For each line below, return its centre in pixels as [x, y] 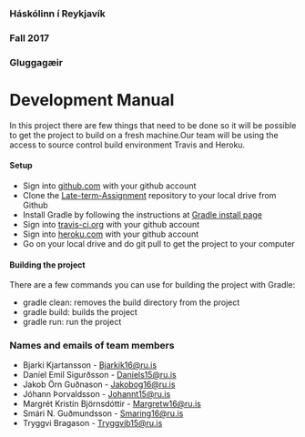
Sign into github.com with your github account [109, 186]
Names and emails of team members [92, 346]
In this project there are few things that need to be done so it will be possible [153, 125]
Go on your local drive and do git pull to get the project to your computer [159, 243]
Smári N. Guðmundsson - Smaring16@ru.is [103, 413]
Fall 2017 [30, 37]
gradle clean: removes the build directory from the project [131, 302]
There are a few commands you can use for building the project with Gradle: [152, 285]
